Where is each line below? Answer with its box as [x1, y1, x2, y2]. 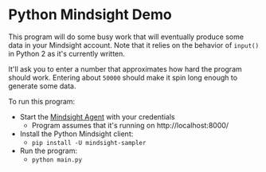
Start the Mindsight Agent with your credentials [19, 111, 175, 121]
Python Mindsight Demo [8, 6, 173, 24]
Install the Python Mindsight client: [19, 129, 134, 139]
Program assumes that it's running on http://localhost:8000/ [31, 120, 229, 130]
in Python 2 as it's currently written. [8, 49, 126, 58]
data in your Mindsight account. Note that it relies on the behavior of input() [8, 40, 260, 49]
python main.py [31, 155, 82, 164]
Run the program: [19, 146, 78, 155]
